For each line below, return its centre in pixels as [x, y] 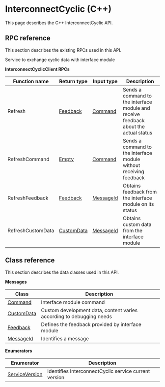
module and [137, 108]
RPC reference [28, 38]
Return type [73, 81]
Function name [31, 81]
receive [131, 114]
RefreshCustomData [31, 230]
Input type [105, 81]
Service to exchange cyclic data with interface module [60, 60]
